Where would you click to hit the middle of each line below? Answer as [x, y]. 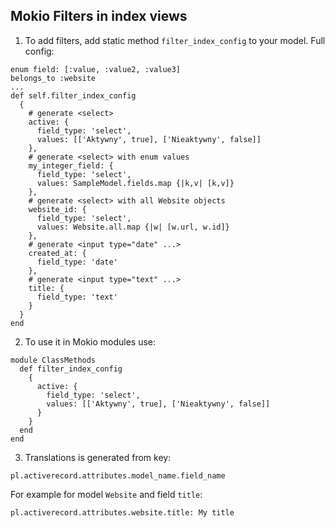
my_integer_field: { [71, 165]
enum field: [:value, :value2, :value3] [96, 69]
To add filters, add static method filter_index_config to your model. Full [175, 40]
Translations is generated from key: [98, 457]
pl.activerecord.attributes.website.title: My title [122, 512]
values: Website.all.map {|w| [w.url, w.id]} [133, 227]
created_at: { [57, 253]
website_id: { [57, 209]
